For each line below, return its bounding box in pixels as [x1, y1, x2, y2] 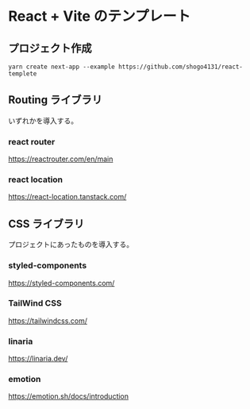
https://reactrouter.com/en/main [8, 154, 113, 164]
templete [8, 70, 37, 78]
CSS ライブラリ [8, 217, 85, 230]
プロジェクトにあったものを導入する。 [8, 240, 133, 249]
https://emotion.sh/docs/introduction [8, 392, 129, 401]
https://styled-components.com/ [8, 278, 115, 287]
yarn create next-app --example [8, 63, 115, 71]
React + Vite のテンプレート [8, 7, 191, 25]
